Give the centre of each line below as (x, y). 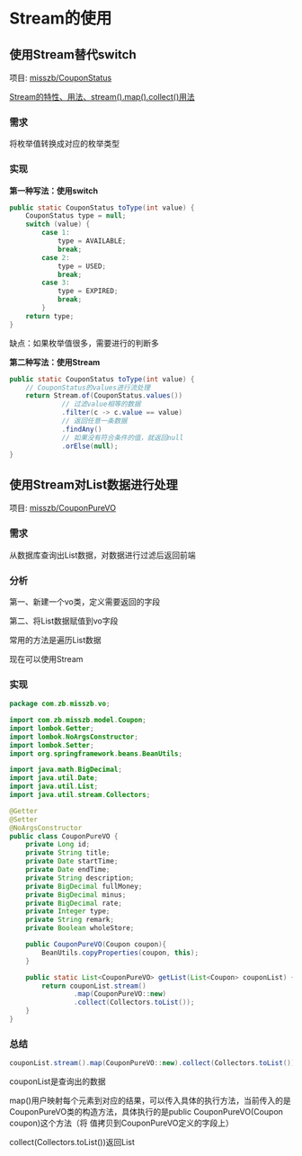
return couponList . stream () (94, 986)
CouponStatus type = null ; (76, 216)
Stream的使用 (61, 18)
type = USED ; (81, 266)
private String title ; (68, 853)
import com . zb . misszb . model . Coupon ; (78, 721)
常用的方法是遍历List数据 (55, 640)
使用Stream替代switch (73, 54)
